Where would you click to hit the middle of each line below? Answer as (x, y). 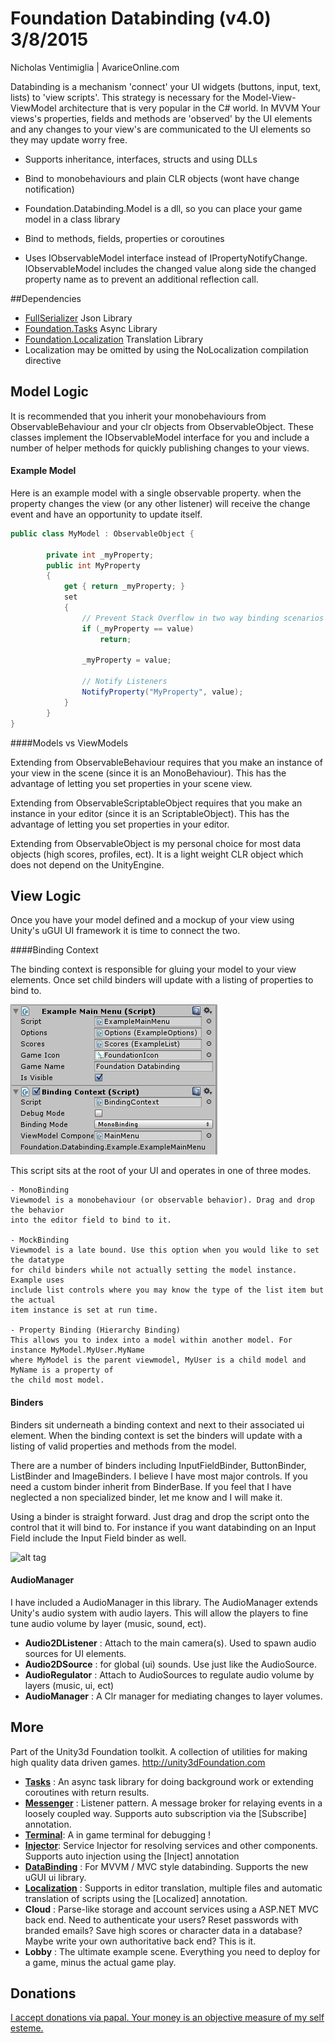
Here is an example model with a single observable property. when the (156, 493)
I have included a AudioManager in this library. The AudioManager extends (164, 1602)
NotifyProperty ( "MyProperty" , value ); (162, 692)
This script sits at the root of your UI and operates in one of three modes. (161, 1171)
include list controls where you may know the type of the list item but (167, 1290)
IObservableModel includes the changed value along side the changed (170, 268)
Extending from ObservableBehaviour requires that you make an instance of (166, 762)
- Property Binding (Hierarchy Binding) (96, 1330)
